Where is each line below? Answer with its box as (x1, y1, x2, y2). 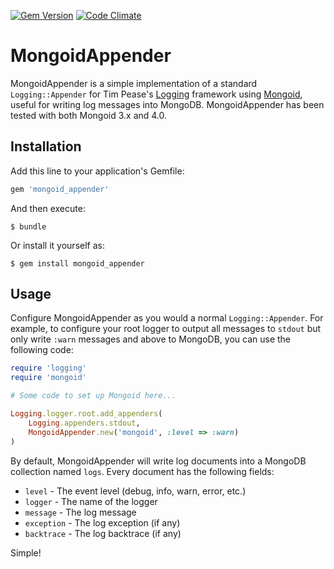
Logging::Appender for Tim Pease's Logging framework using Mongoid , (10, 88, 303, 100)
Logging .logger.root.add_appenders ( (10, 409, 163, 419)
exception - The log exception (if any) (24, 516, 181, 529)
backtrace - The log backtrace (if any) (24, 527, 182, 539)
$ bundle (10, 221, 47, 232)
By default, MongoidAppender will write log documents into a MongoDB (10, 455, 307, 467)
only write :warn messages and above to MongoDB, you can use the (10, 333, 292, 345)
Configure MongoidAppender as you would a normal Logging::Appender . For (10, 312, 324, 324)
